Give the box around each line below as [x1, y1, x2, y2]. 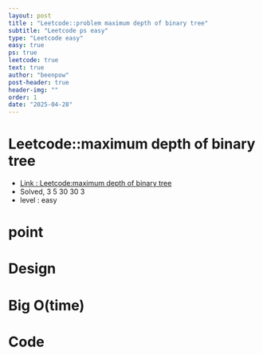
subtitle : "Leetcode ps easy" [8, 26, 109, 34]
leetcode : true [8, 57, 59, 65]
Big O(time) [8, 296, 85, 314]
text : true [8, 64, 45, 72]
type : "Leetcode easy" [8, 34, 84, 42]
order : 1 [8, 93, 37, 101]
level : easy [19, 195, 57, 205]
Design [8, 260, 57, 278]
